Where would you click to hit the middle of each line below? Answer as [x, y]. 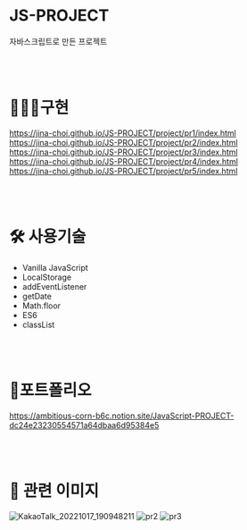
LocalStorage [47, 277]
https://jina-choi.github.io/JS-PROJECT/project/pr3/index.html [123, 152]
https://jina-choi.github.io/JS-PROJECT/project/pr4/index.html [124, 161]
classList [38, 324]
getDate [37, 296]
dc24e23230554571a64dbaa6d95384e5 [84, 425]
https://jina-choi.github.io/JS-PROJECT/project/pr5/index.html [123, 171]
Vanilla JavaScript [55, 267]
